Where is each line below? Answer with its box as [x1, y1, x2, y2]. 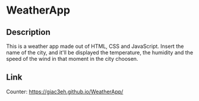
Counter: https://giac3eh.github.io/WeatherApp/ [6, 88, 124, 95]
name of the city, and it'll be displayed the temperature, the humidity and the [6, 49, 194, 56]
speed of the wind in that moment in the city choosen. [6, 56, 138, 62]
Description [6, 27, 50, 37]
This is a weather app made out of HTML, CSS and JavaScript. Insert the [6, 43, 184, 50]
